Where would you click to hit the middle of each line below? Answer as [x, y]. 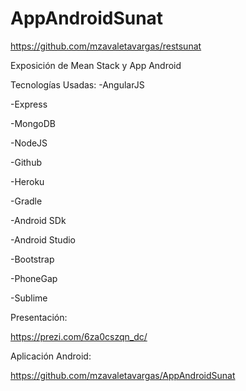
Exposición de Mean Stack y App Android [96, 65]
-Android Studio [43, 239]
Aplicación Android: [51, 356]
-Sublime [29, 298]
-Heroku [27, 181]
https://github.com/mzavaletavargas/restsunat [106, 46]
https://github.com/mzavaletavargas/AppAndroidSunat [123, 375]
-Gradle [26, 201]
